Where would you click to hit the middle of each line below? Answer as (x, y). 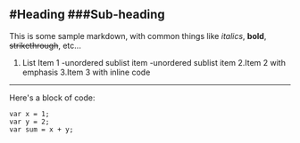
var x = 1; (29, 114)
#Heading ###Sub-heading (87, 15)
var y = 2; (29, 122)
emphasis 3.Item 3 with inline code (86, 72)
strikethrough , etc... (46, 45)
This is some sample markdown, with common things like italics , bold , (138, 36)
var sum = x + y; (42, 129)
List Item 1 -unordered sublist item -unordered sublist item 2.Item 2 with (154, 62)
